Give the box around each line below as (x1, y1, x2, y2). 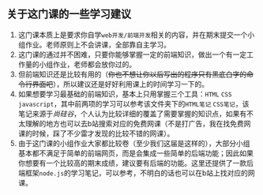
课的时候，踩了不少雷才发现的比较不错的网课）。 (17, 129, 175, 138)
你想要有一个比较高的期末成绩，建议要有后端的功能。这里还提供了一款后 (17, 158, 254, 167)
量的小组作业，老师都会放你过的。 (24, 59, 137, 69)
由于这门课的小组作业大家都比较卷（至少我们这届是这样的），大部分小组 (17, 138, 250, 148)
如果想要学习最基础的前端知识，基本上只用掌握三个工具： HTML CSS (17, 89, 232, 99)
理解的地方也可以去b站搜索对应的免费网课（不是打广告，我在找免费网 (24, 118, 251, 128)
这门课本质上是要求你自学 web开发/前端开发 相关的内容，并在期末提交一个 (17, 30, 248, 39)
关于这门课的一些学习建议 (6, 7, 131, 21)
